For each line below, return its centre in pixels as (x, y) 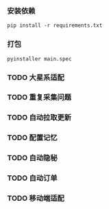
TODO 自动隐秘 (32, 158)
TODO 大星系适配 (36, 77)
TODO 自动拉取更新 (39, 118)
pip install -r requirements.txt (55, 25)
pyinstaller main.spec (39, 59)
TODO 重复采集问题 (39, 98)
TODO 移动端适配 (36, 199)
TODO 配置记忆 (32, 137)
